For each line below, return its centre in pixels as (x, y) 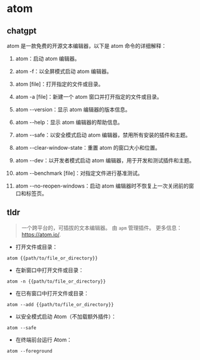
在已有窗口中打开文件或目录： (52, 293)
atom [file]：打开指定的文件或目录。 (59, 84)
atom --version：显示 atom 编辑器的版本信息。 (73, 109)
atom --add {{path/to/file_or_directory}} (60, 304)
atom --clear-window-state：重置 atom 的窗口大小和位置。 (88, 148)
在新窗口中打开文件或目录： (50, 270)
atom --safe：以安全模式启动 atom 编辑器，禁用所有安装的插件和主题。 (103, 135)
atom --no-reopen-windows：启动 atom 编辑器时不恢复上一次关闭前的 (102, 186)
